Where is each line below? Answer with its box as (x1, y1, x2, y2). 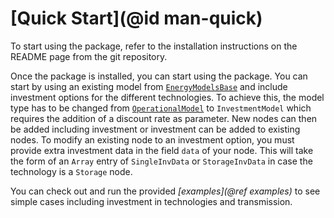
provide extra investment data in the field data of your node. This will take (10, 144, 314, 156)
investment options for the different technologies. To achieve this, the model (10, 91, 325, 103)
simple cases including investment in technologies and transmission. (10, 195, 293, 207)
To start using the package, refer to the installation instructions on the (10, 40, 298, 52)
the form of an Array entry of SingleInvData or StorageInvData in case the (10, 155, 313, 167)
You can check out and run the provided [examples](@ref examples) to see (10, 185, 321, 197)
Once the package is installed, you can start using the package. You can (10, 70, 308, 82)
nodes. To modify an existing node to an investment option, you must (10, 133, 295, 146)
